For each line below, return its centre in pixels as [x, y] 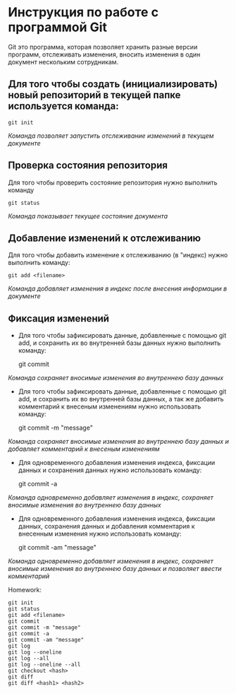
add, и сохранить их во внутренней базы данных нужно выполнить [119, 343]
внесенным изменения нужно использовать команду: [100, 534]
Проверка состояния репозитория [88, 166]
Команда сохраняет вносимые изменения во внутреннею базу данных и [119, 442]
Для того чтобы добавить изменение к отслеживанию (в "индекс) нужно [118, 255]
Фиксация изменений [59, 318]
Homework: [25, 590]
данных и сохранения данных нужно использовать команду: [110, 470]
